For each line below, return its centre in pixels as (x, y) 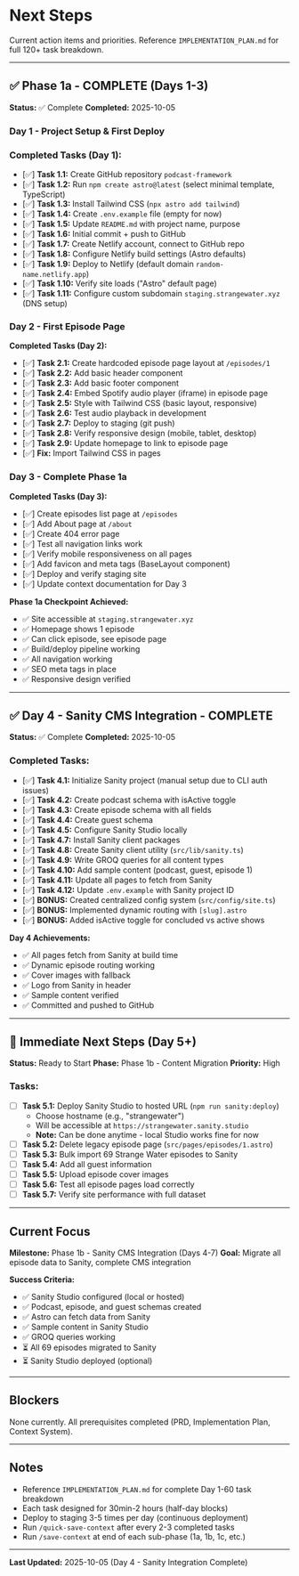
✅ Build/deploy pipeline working (81, 649)
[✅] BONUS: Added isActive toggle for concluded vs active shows (143, 920)
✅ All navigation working (67, 659)
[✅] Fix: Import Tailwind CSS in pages (92, 453)
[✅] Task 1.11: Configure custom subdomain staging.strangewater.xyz (151, 293)
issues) (35, 790)
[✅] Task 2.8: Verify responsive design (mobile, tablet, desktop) (139, 434)
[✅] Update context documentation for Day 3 (104, 583)
